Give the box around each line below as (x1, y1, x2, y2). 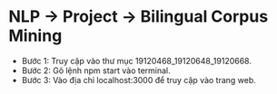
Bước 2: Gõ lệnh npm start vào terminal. (21, 65, 172, 76)
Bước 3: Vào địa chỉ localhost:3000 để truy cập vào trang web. (21, 74, 256, 85)
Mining (8, 25, 63, 46)
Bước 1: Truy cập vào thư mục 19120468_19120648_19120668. (21, 55, 252, 66)
